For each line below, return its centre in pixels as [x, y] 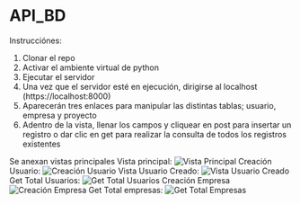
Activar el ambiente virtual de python [91, 67]
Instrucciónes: [36, 40]
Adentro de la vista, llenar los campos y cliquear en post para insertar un [157, 124]
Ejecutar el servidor [58, 76]
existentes [41, 144]
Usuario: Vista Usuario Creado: [105, 171]
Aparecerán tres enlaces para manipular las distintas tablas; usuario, [149, 105]
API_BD [38, 16]
